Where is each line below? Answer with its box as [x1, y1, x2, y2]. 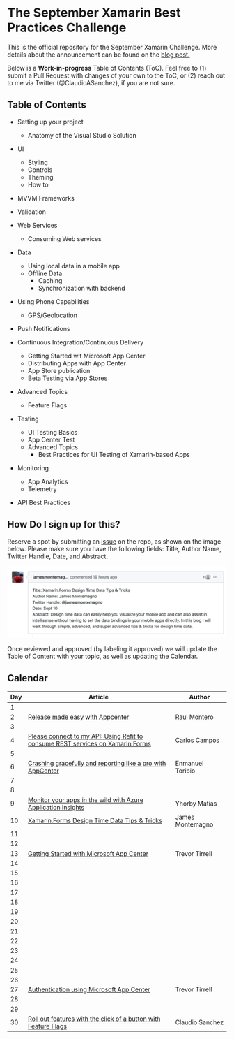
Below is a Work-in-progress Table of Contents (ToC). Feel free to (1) [7, 64, 207, 72]
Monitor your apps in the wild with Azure [27, 795, 144, 804]
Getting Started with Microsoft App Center [27, 849, 148, 857]
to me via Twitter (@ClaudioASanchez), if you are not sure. [7, 78, 175, 87]
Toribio [175, 766, 196, 775]
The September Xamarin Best [7, 5, 181, 21]
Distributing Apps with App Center [27, 358, 127, 368]
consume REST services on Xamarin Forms [27, 739, 151, 748]
